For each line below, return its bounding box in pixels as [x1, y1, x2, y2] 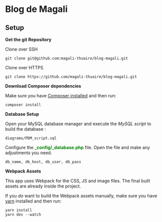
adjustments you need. [5, 150, 52, 156]
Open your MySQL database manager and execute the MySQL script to [5, 121, 152, 127]
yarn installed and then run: [5, 198, 62, 204]
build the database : [5, 126, 46, 132]
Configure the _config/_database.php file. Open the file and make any [5, 145, 151, 150]
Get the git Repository [5, 36, 52, 42]
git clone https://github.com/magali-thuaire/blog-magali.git [5, 74, 137, 79]
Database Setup [5, 111, 39, 117]
